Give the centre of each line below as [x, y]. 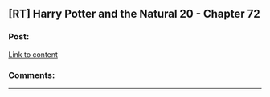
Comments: [32, 75]
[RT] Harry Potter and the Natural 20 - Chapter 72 [135, 14]
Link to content [33, 54]
